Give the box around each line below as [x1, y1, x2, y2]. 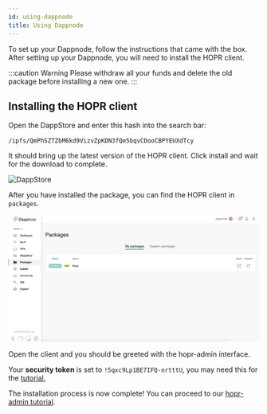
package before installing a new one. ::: [8, 76, 138, 86]
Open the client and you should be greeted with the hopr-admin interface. [8, 349, 251, 358]
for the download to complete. [8, 159, 108, 169]
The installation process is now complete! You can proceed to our [8, 389, 224, 398]
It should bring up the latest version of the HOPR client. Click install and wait [8, 151, 258, 161]
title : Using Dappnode [8, 21, 84, 29]
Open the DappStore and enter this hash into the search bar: [8, 120, 206, 131]
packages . [8, 199, 40, 209]
